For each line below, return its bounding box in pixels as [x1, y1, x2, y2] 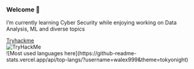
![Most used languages [6, 50, 63, 57]
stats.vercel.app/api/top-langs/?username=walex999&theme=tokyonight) [6, 56, 189, 64]
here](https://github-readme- [64, 50, 137, 57]
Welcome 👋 [6, 5, 40, 14]
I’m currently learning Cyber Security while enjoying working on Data [6, 19, 177, 26]
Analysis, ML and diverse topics [6, 25, 85, 32]
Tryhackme [6, 37, 34, 44]
